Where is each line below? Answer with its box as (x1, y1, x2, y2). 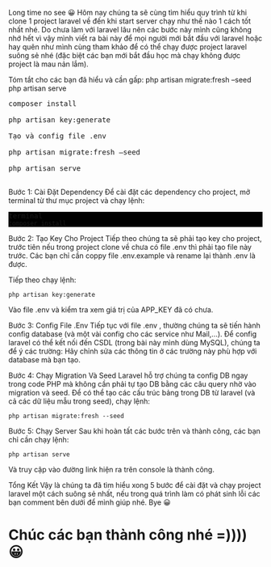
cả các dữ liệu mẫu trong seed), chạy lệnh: (8, 396, 151, 406)
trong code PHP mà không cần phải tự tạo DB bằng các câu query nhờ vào (8, 379, 256, 388)
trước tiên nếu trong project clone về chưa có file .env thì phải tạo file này (8, 243, 252, 252)
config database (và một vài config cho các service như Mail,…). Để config (8, 329, 257, 339)
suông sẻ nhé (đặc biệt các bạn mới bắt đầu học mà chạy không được (8, 51, 241, 60)
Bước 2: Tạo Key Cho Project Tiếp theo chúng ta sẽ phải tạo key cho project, (8, 234, 262, 243)
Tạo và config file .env (8, 132, 106, 141)
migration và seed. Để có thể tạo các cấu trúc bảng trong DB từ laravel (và (8, 388, 256, 397)
